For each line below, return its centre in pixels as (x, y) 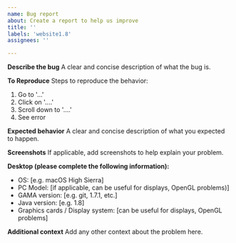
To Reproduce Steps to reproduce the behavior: (78, 81)
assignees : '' (29, 41)
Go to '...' (31, 95)
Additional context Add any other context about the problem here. (105, 232)
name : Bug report (33, 14)
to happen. (23, 139)
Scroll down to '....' (45, 110)
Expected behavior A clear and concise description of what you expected (116, 131)
